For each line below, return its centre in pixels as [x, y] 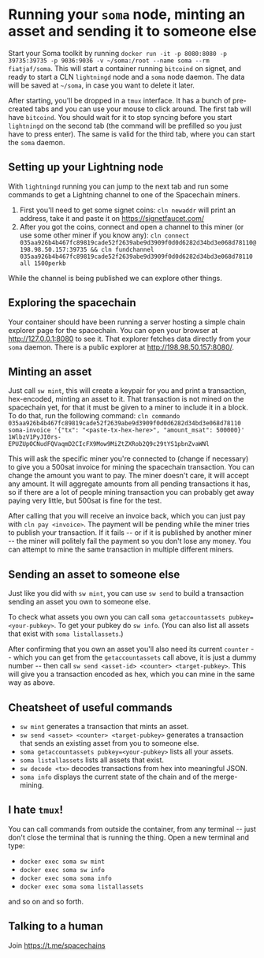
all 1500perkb [43, 263]
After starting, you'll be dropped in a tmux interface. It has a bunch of [119, 100]
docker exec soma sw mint [62, 862]
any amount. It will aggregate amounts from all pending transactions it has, [129, 484]
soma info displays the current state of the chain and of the [115, 777]
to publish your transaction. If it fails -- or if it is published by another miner [130, 533]
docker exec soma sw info [62, 870]
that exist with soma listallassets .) [66, 634]
